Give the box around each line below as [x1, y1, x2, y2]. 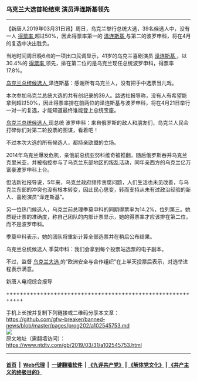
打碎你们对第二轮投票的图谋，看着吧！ [6, 126, 98, 133]
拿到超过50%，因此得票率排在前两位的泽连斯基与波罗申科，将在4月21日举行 [6, 99, 191, 106]
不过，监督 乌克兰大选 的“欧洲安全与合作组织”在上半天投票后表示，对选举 [6, 258, 184, 265]
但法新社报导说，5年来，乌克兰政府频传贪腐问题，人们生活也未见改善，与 [6, 179, 184, 186]
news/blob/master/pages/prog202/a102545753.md [6, 322, 130, 329]
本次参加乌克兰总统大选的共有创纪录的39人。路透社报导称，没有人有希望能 [6, 92, 188, 99]
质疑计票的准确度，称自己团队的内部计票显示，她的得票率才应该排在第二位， [6, 213, 191, 220]
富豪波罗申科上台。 [6, 166, 53, 173]
